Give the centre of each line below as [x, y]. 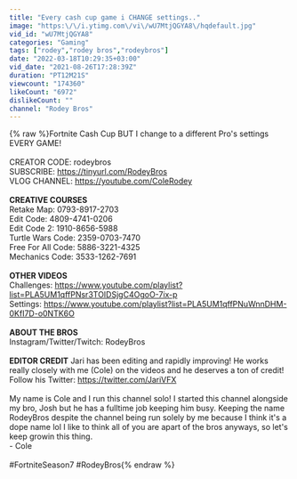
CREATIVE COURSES [48, 200]
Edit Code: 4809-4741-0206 [61, 219]
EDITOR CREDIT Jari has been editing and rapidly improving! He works [139, 361]
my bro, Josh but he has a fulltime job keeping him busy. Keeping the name [147, 408]
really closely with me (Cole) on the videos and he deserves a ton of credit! [147, 370]
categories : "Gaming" [49, 42]
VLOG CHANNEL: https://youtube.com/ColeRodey [101, 181]
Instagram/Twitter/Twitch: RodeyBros [77, 342]
